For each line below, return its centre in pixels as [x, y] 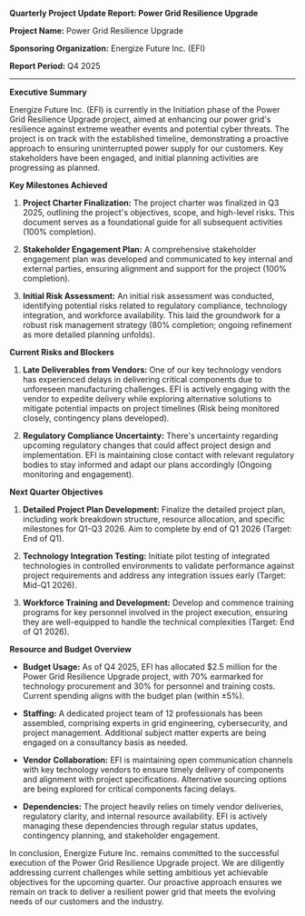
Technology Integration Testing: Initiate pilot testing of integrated [146, 556]
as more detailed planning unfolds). [89, 334]
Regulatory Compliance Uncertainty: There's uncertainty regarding [150, 436]
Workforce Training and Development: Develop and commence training [158, 602]
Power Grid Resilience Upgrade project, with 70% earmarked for [143, 677]
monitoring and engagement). [78, 474]
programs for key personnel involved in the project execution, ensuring [155, 612]
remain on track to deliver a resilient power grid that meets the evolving [143, 891]
